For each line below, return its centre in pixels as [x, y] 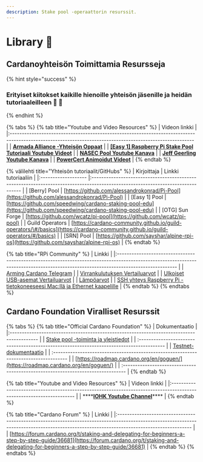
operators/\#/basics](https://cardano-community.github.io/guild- [87, 229]
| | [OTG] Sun [172, 209]
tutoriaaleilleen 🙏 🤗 [35, 102]
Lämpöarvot [94, 279]
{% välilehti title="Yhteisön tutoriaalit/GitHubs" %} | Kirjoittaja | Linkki [92, 171]
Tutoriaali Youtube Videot [39, 153]
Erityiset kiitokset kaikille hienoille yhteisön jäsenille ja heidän [99, 95]
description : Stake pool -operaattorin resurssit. [72, 12]
